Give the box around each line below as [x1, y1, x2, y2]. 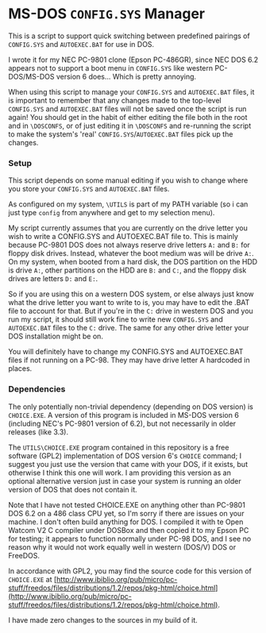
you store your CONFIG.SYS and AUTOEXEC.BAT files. [8, 184, 170, 194]
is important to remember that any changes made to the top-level [8, 95, 222, 105]
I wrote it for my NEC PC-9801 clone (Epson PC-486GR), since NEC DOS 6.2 [8, 55, 259, 64]
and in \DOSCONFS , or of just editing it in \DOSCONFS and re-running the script [8, 121, 252, 130]
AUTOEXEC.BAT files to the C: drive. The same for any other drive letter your [8, 323, 249, 333]
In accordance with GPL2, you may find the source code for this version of [8, 565, 252, 576]
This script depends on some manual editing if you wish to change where [8, 176, 249, 185]
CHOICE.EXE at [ [8, 574, 57, 584]
